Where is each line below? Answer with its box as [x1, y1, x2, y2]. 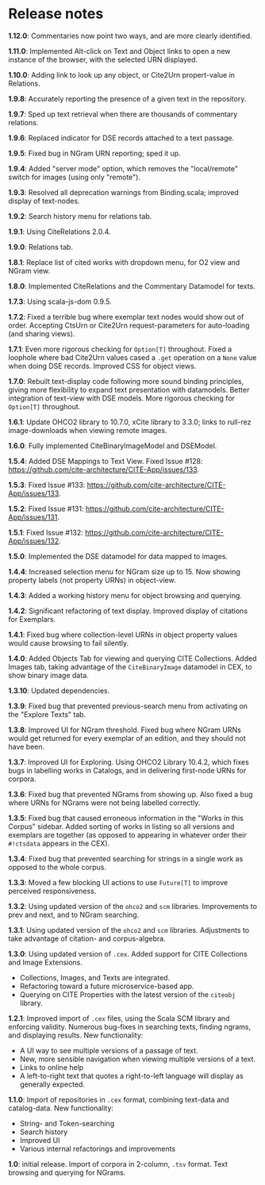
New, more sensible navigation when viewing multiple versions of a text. [19, 1054, 256, 1064]
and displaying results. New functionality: [8, 1030, 144, 1040]
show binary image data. [8, 670, 89, 680]
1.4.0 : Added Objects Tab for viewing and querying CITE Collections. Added [8, 654, 257, 663]
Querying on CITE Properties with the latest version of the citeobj [19, 989, 236, 999]
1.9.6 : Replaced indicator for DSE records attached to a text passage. [8, 132, 235, 143]
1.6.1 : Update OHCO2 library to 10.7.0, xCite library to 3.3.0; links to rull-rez [8, 417, 252, 427]
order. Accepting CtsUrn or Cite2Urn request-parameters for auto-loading [8, 320, 250, 330]
